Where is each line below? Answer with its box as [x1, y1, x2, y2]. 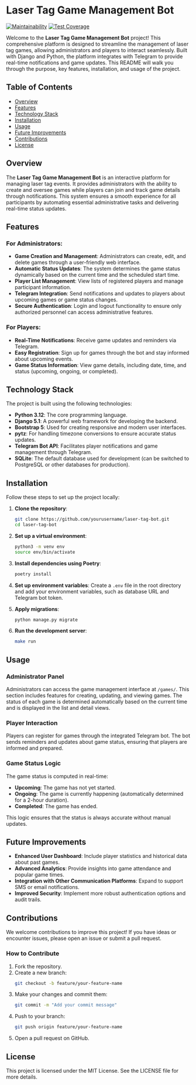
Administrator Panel [6, 672, 64, 681]
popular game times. [14, 871, 64, 878]
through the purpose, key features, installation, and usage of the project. [6, 65, 181, 72]
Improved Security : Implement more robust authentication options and [14, 890, 186, 897]
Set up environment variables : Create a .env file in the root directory [14, 582, 181, 589]
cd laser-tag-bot [14, 522, 57, 528]
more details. [6, 1073, 38, 1080]
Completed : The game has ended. [14, 802, 98, 809]
